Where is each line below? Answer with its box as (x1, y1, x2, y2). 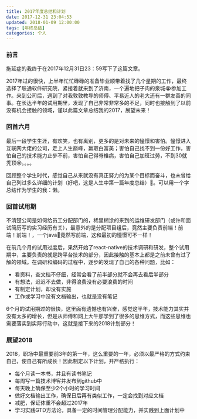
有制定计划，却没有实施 (14, 286, 72, 293)
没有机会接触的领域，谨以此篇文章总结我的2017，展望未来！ (6, 107, 151, 114)
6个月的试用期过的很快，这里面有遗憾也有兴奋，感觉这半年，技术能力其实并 (6, 305, 189, 312)
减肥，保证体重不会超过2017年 (14, 399, 88, 407)
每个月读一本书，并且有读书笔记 (14, 370, 92, 377)
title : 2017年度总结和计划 (6, 8, 66, 15)
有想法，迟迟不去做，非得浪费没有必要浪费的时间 (14, 279, 133, 286)
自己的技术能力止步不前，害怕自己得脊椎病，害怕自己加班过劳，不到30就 (11, 152, 188, 159)
